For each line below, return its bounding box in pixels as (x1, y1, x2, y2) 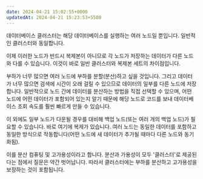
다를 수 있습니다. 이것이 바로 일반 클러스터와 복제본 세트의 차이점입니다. (12, 60, 181, 67)
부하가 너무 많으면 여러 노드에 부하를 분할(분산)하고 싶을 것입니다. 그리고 (6, 72, 177, 80)
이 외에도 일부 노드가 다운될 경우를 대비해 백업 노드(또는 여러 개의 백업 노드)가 (6, 115, 190, 122)
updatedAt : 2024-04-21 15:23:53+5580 (6, 14, 102, 20)
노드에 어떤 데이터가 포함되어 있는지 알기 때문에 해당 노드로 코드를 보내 (6, 95, 173, 102)
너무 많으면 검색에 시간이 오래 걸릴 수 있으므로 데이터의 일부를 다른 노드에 (12, 80, 186, 87)
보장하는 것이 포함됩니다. (6, 166, 65, 173)
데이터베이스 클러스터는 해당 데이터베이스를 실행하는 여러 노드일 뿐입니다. (6, 31, 180, 39)
